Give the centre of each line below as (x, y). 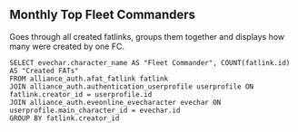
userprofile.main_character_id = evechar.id (95, 110)
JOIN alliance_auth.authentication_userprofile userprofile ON (132, 86)
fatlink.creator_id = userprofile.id (81, 94)
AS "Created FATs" (44, 71)
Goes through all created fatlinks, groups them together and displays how (147, 36)
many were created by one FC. (67, 46)
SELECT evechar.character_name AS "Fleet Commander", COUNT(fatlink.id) (150, 62)
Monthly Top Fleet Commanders (103, 15)
